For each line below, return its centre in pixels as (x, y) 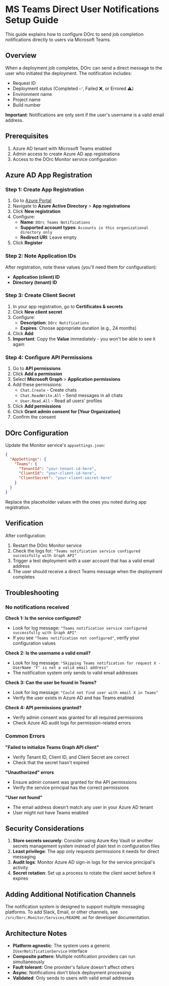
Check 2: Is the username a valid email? (48, 653)
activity (20, 868)
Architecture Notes (36, 933)
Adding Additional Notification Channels (71, 894)
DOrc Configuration (37, 433)
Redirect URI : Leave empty (48, 238)
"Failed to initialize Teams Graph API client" (52, 747)
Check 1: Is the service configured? (43, 618)
